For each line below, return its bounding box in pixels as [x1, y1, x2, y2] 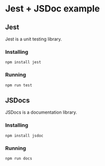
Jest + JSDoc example [5, 3, 100, 14]
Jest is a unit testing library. [5, 36, 62, 42]
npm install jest [5, 60, 41, 65]
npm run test [5, 83, 32, 88]
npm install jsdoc [5, 133, 43, 138]
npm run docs [5, 156, 32, 161]
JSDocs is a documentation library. [5, 109, 77, 115]
